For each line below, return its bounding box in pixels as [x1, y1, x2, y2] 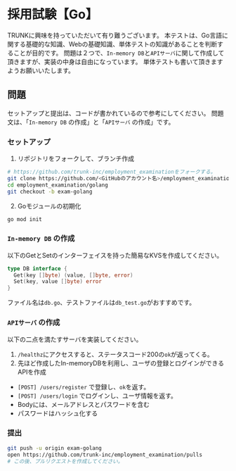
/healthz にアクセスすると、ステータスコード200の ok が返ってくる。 [17, 350, 214, 358]
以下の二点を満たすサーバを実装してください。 [7, 335, 143, 344]
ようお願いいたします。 [7, 66, 75, 75]
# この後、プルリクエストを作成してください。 [7, 458, 124, 465]
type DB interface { [7, 265, 68, 272]
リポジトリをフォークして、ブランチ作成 [17, 154, 135, 163]
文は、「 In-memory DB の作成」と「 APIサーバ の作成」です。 [7, 118, 175, 126]
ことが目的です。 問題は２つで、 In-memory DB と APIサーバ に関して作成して [13, 49, 225, 57]
